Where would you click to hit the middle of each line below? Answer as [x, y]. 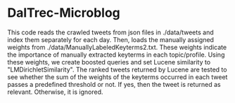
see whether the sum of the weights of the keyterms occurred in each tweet [118, 77]
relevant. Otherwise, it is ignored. [55, 92]
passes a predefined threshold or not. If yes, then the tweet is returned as [114, 84]
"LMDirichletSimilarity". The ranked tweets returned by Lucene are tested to [117, 69]
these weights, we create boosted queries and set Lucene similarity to [109, 62]
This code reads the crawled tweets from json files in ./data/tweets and [110, 32]
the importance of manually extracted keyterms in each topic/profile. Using [116, 55]
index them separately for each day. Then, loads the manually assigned [111, 39]
